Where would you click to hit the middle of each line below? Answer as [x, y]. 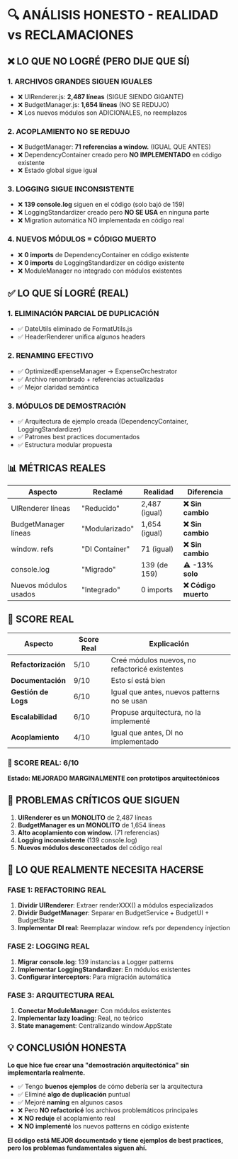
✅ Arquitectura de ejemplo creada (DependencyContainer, [103, 422]
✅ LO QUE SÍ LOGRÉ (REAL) [68, 294]
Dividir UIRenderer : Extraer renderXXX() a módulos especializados [115, 905]
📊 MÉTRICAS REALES [57, 469]
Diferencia [205, 492]
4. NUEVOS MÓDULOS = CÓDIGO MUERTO [82, 239]
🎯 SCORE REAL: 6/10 [43, 762]
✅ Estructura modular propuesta [65, 445]
